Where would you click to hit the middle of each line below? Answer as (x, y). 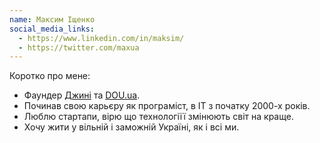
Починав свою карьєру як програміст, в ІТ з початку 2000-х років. (167, 106)
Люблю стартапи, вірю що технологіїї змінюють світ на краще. (158, 117)
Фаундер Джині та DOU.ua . (82, 95)
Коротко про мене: (50, 76)
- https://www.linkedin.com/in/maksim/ (101, 38)
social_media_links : (52, 29)
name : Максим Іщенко (52, 19)
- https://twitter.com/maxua (79, 47)
